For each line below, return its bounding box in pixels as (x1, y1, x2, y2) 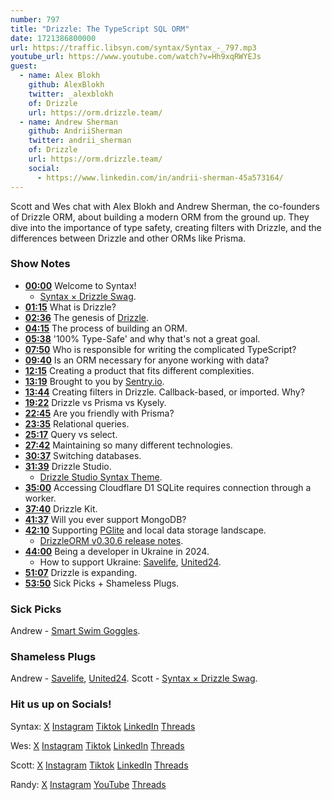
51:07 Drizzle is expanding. (24, 566, 138, 578)
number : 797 (10, 14, 60, 25)
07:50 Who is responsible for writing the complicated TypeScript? (24, 343, 297, 355)
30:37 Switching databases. (24, 449, 142, 461)
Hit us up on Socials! (10, 697, 112, 711)
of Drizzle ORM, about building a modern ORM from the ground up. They (10, 211, 310, 223)
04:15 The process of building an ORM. (24, 322, 188, 334)
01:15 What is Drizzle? (24, 301, 117, 313)
